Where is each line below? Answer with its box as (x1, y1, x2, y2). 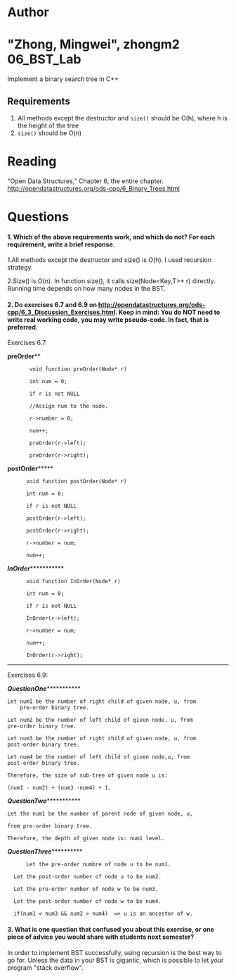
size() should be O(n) (17, 128, 82, 137)
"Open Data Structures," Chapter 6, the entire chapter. (7, 177, 164, 185)
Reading (7, 154, 57, 170)
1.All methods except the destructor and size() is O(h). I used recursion (7, 256, 212, 264)
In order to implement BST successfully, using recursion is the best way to (7, 948, 223, 956)
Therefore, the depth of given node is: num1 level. (7, 835, 165, 842)
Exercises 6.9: (7, 671, 48, 680)
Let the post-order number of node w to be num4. (13, 898, 162, 905)
